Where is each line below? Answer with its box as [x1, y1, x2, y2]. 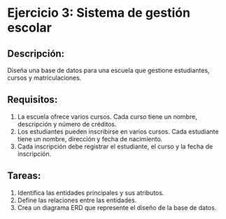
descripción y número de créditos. [17, 120, 117, 128]
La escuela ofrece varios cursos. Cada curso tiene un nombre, [17, 112, 197, 120]
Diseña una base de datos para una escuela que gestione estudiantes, [7, 66, 210, 74]
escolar [7, 20, 52, 36]
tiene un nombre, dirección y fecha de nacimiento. [17, 134, 163, 143]
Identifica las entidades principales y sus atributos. [17, 188, 164, 197]
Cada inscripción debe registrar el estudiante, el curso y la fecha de [17, 142, 213, 150]
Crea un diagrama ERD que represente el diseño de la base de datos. [17, 203, 217, 211]
